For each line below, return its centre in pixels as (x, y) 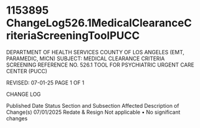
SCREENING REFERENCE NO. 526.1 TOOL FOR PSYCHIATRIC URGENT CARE (100, 65)
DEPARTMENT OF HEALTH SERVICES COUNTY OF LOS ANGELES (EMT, (95, 52)
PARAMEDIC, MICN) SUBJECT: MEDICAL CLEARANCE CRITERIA (86, 58)
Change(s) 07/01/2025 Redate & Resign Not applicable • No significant (93, 112)
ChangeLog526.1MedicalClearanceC (99, 23)
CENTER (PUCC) (27, 71)
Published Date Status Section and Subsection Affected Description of (93, 105)
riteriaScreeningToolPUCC (73, 36)
